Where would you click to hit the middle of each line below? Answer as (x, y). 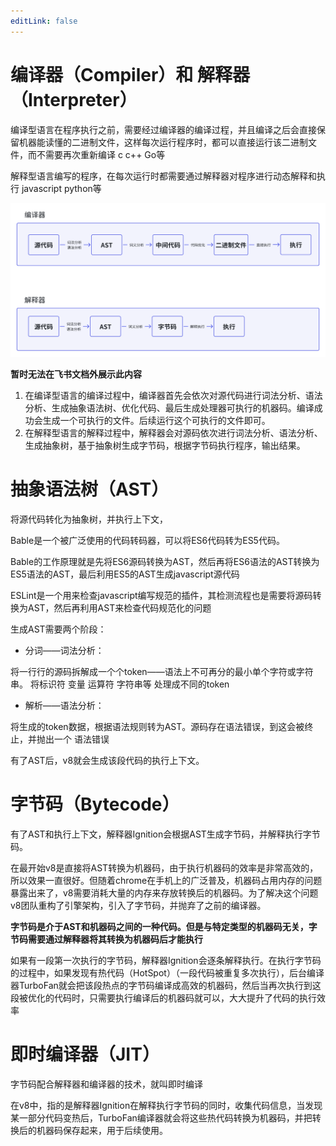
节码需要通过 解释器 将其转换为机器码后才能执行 (106, 939)
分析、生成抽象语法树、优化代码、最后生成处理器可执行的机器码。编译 (169, 408)
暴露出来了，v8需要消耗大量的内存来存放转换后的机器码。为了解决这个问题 (164, 893)
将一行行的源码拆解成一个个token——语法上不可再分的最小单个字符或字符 (162, 672)
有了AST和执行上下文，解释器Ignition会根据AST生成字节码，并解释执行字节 (165, 834)
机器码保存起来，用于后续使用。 (102, 1130)
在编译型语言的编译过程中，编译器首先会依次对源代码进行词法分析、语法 (173, 396)
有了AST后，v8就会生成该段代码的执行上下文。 (107, 761)
